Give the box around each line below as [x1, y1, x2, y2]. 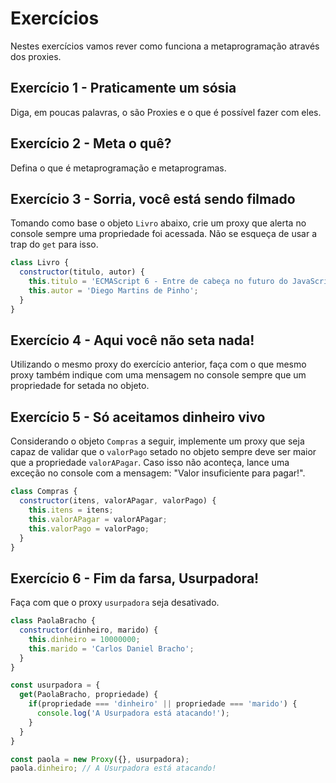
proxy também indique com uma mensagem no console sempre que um [10, 369, 307, 381]
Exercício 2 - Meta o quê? [10, 135, 172, 152]
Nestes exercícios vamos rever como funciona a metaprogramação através [10, 40, 320, 52]
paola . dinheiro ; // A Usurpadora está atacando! [10, 763, 217, 774]
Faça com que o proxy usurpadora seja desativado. [10, 597, 220, 609]
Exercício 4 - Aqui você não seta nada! [10, 332, 255, 349]
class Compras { [10, 487, 78, 497]
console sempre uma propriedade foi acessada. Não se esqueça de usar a [10, 228, 318, 240]
